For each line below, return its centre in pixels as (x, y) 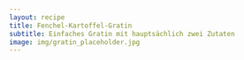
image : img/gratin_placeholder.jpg (75, 42)
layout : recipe (37, 17)
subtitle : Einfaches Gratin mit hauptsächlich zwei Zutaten (122, 34)
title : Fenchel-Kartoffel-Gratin (71, 26)
